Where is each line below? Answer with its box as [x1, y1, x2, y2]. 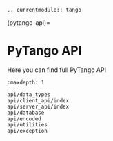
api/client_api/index [7, 97, 70, 104]
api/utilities [7, 121, 48, 128]
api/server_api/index [7, 103, 70, 110]
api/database [7, 109, 45, 116]
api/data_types [7, 91, 51, 98]
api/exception [7, 127, 48, 134]
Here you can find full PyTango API [7, 66, 107, 74]
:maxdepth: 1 [7, 79, 45, 86]
